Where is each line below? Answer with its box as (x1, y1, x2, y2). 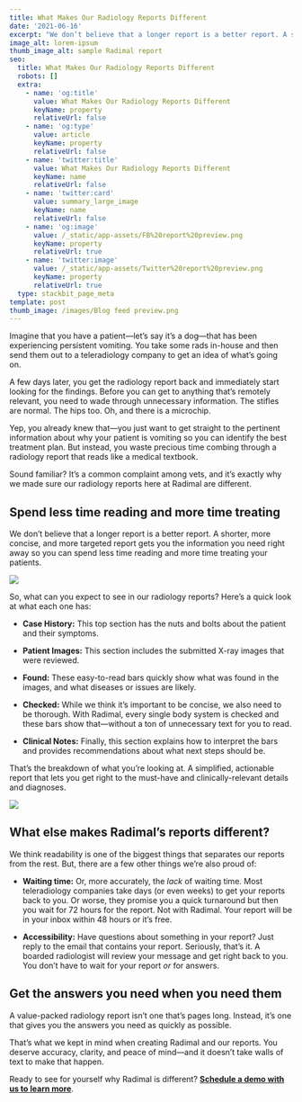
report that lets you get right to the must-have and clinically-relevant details (9, 773, 289, 784)
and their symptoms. (22, 628, 99, 639)
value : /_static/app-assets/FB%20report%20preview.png (32, 230, 244, 239)
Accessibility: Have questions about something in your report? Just (22, 931, 274, 942)
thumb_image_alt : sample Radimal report (9, 47, 164, 56)
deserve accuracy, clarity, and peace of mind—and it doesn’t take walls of (9, 1046, 284, 1057)
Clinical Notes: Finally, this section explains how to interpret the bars (22, 736, 279, 747)
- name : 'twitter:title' (25, 155, 119, 165)
